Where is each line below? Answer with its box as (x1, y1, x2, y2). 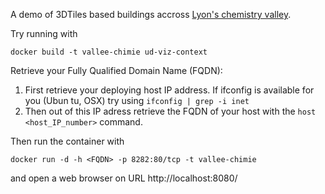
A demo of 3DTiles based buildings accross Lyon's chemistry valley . (10, 9, 292, 20)
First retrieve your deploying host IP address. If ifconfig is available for (24, 84, 315, 96)
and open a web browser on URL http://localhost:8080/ (10, 172, 238, 184)
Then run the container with (10, 135, 125, 147)
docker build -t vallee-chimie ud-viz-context (10, 47, 208, 57)
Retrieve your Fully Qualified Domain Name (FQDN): (10, 65, 223, 76)
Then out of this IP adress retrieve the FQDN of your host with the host (24, 105, 317, 117)
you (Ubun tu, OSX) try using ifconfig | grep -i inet (24, 95, 250, 106)
